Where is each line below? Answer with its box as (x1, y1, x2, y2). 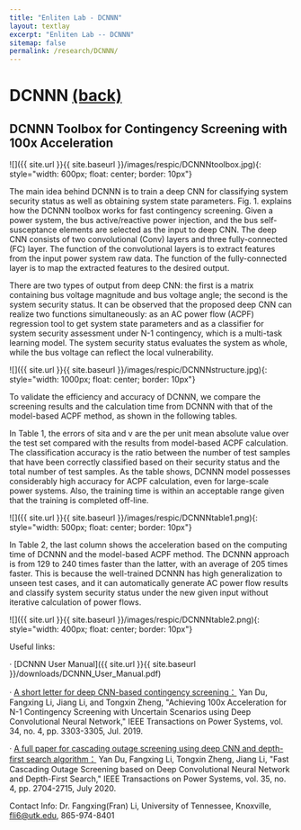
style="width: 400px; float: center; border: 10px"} (9, 624, 193, 635)
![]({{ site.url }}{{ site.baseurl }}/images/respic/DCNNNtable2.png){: (9, 614, 261, 626)
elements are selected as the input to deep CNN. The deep (58, 224, 277, 235)
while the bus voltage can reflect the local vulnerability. (9, 347, 214, 358)
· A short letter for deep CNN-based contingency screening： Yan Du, (9, 687, 268, 698)
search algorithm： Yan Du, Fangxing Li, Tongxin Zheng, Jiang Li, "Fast (25, 753, 289, 765)
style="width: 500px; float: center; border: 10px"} (9, 522, 192, 533)
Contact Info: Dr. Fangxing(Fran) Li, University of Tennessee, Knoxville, (9, 800, 272, 811)
